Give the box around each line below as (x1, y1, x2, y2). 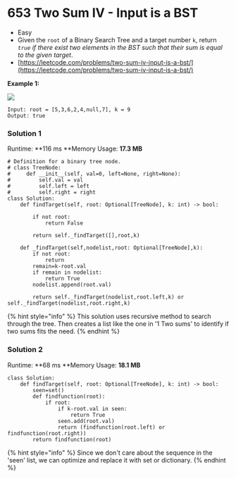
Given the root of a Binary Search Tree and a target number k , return (17, 35, 217, 44)
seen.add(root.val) (57, 417, 115, 424)
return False (44, 220, 83, 227)
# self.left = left (7, 183, 90, 190)
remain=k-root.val (32, 263, 87, 270)
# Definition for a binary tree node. (7, 158, 121, 165)
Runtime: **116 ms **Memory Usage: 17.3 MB (7, 144, 143, 153)
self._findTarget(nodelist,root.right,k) (7, 300, 131, 307)
